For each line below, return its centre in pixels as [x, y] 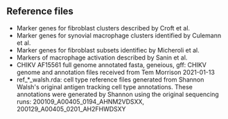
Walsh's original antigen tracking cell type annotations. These [105, 86]
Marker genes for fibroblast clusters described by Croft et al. [103, 28]
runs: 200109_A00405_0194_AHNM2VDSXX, [80, 101]
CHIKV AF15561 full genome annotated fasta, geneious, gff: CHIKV [112, 64]
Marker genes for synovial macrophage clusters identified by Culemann [119, 35]
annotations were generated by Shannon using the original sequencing [117, 94]
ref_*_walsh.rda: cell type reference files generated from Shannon [110, 80]
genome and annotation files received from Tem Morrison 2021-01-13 [116, 72]
